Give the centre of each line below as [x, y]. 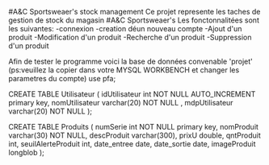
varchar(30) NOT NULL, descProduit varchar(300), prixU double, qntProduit [134, 135]
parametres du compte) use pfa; [62, 78]
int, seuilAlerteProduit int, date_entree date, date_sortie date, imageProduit [132, 144]
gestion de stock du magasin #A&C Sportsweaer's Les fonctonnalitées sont [134, 20]
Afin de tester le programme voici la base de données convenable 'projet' [130, 61]
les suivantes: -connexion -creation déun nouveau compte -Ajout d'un [125, 29]
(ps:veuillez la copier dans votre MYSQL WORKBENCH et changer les [124, 70]
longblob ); [26, 153]
